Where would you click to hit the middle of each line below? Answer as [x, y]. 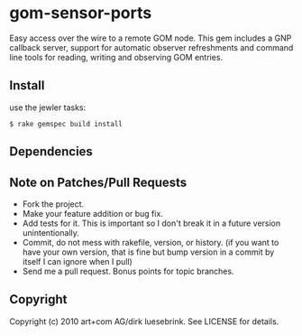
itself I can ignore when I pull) [77, 261]
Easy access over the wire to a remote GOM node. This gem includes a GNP [151, 38]
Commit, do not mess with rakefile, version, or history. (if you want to [151, 242]
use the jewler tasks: [48, 107]
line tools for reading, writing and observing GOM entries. [116, 57]
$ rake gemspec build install [66, 124]
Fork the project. [53, 204]
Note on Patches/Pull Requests [98, 182]
